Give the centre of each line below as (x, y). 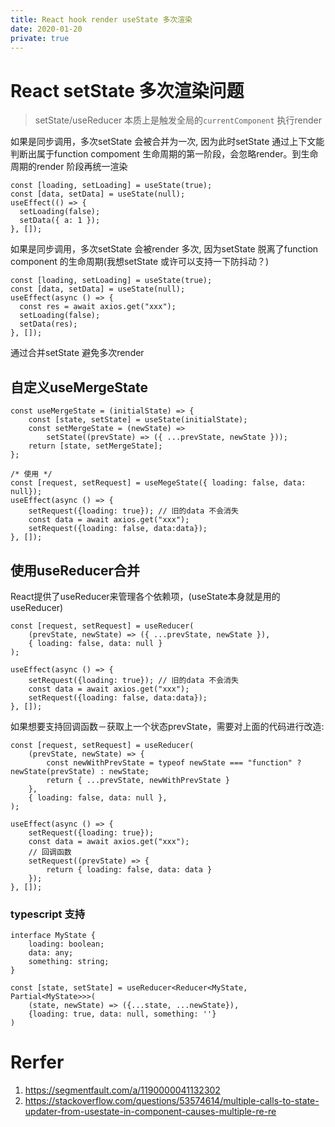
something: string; (69, 962)
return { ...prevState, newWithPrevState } (138, 780)
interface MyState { (53, 936)
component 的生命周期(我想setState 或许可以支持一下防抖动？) (140, 262)
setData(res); (48, 324)
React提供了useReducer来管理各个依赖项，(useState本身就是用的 (145, 596)
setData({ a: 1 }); (60, 221)
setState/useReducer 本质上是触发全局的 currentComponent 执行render (178, 120)
